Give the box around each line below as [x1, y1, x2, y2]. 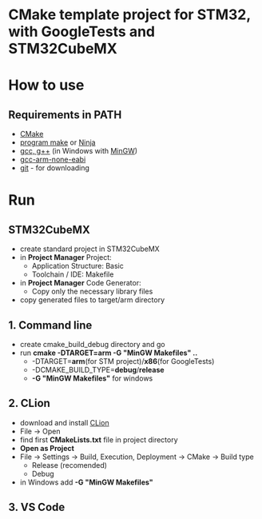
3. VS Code [8, 501, 65, 514]
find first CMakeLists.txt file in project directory [19, 434, 178, 445]
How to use [8, 76, 85, 94]
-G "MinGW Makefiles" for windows [31, 373, 153, 383]
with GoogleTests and [8, 22, 156, 41]
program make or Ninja [19, 138, 96, 147]
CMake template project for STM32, [8, 6, 251, 24]
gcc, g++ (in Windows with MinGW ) [19, 146, 138, 156]
